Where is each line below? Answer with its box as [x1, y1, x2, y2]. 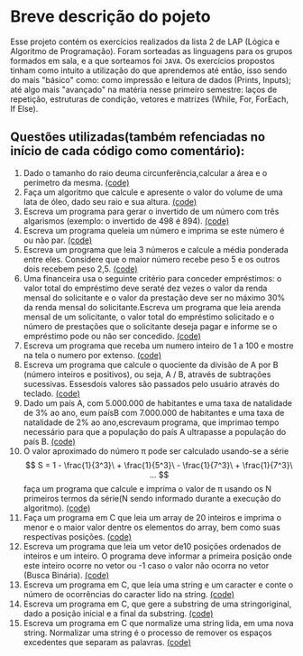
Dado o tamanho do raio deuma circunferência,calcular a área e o [23, 167, 268, 178]
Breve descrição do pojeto [10, 6, 211, 27]
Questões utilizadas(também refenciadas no [10, 129, 265, 145]
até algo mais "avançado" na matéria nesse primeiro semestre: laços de [10, 84, 278, 95]
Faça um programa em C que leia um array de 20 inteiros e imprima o [23, 512, 282, 522]
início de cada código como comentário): [10, 143, 245, 159]
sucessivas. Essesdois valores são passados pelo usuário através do [23, 378, 280, 389]
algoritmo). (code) [23, 503, 91, 513]
